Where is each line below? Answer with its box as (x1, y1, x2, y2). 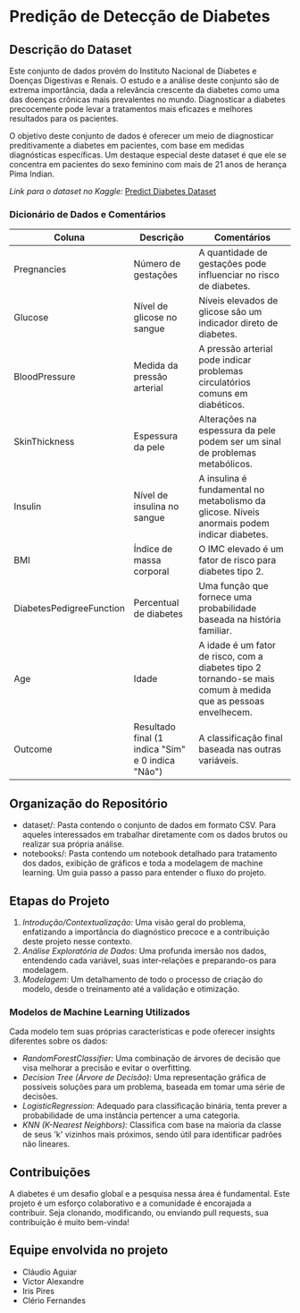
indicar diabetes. (198, 528, 269, 541)
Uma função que (198, 580, 269, 593)
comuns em (198, 388, 248, 400)
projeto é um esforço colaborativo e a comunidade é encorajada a (9, 1198, 252, 1209)
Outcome (13, 743, 53, 755)
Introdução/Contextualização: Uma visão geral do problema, (21, 917, 246, 927)
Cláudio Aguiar (21, 1266, 78, 1277)
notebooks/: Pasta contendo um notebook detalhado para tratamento (21, 848, 278, 859)
